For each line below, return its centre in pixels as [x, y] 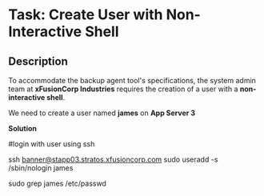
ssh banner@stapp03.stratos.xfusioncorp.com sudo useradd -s [113, 159]
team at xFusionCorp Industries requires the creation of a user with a [123, 89]
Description [38, 61]
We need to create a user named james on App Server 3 [102, 113]
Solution [23, 128]
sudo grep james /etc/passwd [57, 183]
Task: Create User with [86, 15]
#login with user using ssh [52, 144]
